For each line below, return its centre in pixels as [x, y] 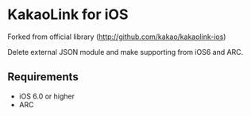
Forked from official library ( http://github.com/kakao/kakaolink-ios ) [117, 37]
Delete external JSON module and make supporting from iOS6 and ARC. [125, 52]
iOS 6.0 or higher [47, 96]
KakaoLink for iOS [68, 15]
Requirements [43, 77]
